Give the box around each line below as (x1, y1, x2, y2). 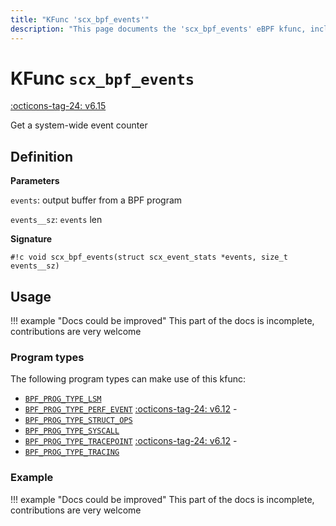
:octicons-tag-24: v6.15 (10, 100, 107, 112)
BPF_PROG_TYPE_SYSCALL (24, 426, 120, 436)
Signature (10, 233, 53, 245)
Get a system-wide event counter (10, 119, 148, 131)
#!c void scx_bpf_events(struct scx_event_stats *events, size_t (10, 252, 288, 263)
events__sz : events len (10, 214, 103, 226)
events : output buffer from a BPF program (10, 194, 183, 206)
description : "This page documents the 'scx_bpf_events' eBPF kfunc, (10, 24, 307, 34)
